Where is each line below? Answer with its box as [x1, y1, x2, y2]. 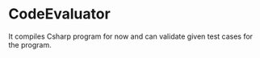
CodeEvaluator [8, 5, 111, 23]
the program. [8, 39, 52, 49]
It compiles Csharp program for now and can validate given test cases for [8, 31, 253, 41]
